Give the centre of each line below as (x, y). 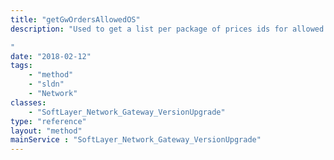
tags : (21, 66)
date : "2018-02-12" (51, 56)
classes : (28, 102)
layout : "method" (46, 131)
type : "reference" (48, 121)
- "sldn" (46, 84)
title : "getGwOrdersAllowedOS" (75, 19)
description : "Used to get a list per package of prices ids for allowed (167, 29)
